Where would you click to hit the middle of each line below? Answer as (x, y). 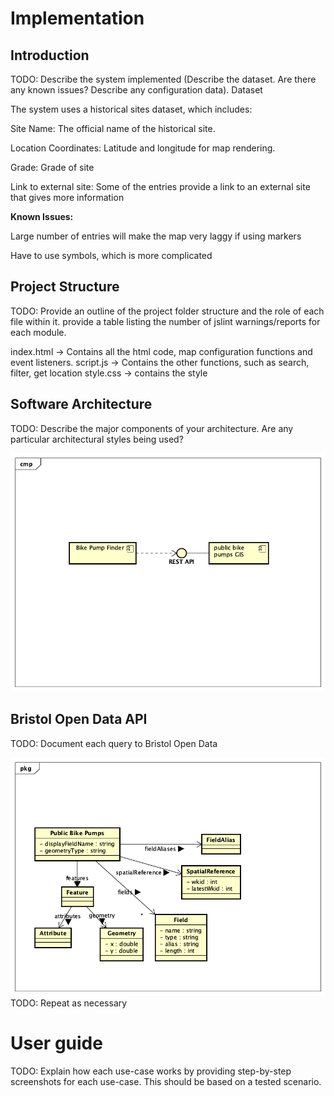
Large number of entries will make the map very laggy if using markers (156, 236)
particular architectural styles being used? (97, 439)
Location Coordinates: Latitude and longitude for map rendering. (143, 148)
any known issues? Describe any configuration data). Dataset (136, 90)
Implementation (77, 18)
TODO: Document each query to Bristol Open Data (114, 743)
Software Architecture (81, 404)
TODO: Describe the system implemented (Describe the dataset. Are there (163, 79)
